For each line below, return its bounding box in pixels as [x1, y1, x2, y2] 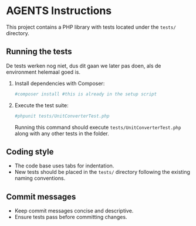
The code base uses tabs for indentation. [14, 162, 114, 169]
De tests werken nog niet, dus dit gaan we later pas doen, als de [6, 62, 161, 69]
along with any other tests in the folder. [14, 130, 110, 137]
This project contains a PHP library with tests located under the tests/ [6, 23, 176, 30]
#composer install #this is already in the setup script [14, 91, 157, 97]
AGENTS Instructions [6, 4, 112, 18]
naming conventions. [14, 174, 66, 182]
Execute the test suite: [14, 101, 69, 109]
